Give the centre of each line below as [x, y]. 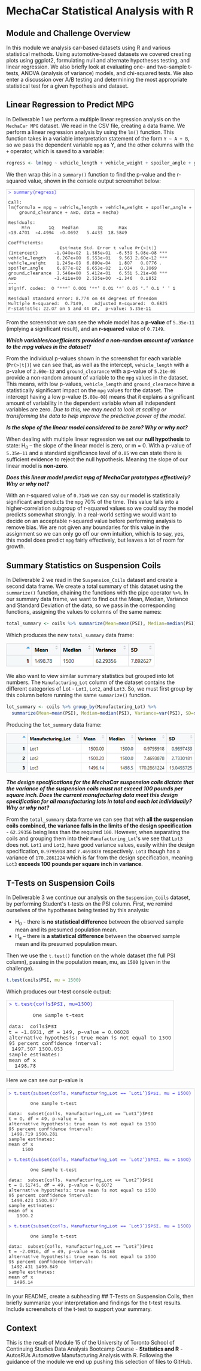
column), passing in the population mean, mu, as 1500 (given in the [88, 961]
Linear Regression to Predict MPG [70, 105]
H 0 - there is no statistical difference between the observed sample [99, 922]
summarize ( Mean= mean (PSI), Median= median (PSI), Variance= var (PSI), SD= [103, 713]
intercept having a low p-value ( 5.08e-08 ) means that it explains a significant [100, 396]
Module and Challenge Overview [68, 33]
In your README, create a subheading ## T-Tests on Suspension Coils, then [100, 1297]
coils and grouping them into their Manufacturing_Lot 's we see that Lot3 [95, 838]
